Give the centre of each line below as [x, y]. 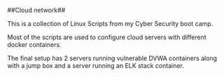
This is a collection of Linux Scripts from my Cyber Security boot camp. [110, 23]
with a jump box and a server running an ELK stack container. [96, 65]
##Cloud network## [36, 10]
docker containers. [34, 44]
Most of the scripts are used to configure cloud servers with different [107, 37]
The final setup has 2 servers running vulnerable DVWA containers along [112, 58]
